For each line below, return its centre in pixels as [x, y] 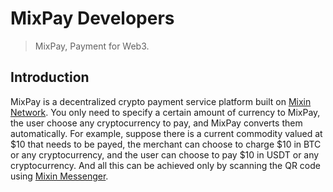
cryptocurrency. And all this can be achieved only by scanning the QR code [165, 165]
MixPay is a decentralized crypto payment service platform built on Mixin [161, 101]
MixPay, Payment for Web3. [92, 46]
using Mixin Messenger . [59, 176]
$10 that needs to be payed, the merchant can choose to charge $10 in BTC [166, 144]
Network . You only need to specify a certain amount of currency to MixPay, [165, 112]
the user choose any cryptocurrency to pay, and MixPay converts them [156, 123]
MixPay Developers [92, 18]
